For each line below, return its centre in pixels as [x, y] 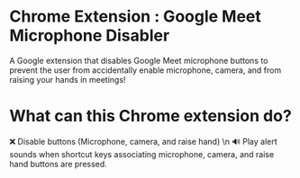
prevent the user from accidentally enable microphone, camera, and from [145, 70]
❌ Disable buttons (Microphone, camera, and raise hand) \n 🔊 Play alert [143, 141]
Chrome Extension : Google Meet [135, 17]
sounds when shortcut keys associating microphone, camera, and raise [142, 154]
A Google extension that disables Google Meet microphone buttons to [139, 60]
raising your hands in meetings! [68, 79]
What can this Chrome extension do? [151, 116]
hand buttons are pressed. [59, 164]
